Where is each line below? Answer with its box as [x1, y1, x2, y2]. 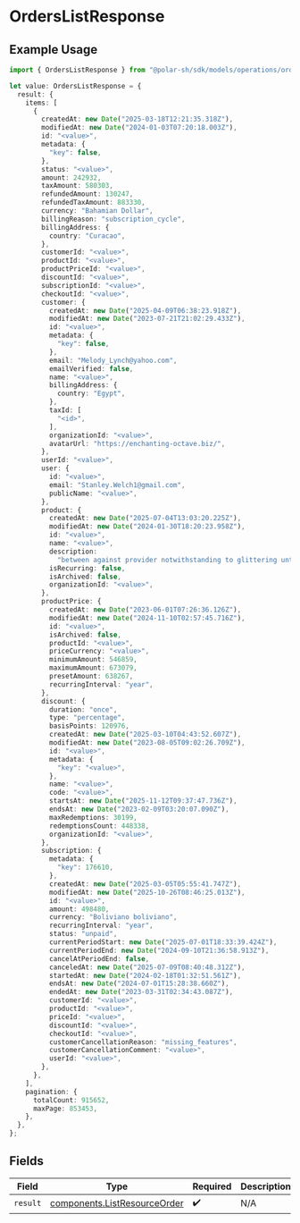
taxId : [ [48, 406, 82, 415]
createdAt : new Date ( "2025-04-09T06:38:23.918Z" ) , [48, 306, 242, 315]
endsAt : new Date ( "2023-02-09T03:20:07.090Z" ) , [48, 805, 229, 814]
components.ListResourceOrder [50, 1197, 185, 1210]
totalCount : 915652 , [32, 1095, 110, 1105]
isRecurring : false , [48, 563, 126, 573]
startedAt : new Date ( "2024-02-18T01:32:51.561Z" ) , [48, 971, 242, 980]
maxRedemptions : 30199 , [48, 813, 138, 822]
